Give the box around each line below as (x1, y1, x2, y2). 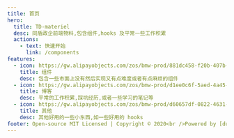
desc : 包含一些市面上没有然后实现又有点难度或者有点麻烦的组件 (19, 75, 179, 82)
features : (7, 56, 36, 63)
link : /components (25, 49, 79, 56)
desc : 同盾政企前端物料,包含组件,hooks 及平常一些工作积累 (13, 29, 166, 37)
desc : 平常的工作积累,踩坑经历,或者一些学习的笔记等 (19, 95, 154, 102)
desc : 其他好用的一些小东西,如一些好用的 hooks (19, 114, 143, 121)
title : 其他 (19, 107, 52, 114)
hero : (7, 17, 23, 24)
